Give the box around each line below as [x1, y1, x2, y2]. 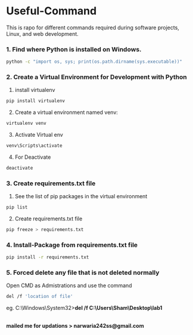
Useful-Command [6, 4, 97, 18]
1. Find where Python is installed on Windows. [6, 45, 142, 53]
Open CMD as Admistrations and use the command [6, 282, 132, 289]
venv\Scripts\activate [6, 143, 63, 149]
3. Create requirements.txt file [6, 179, 96, 188]
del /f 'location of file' [6, 294, 73, 300]
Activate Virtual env [14, 131, 64, 139]
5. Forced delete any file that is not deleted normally [6, 269, 160, 277]
